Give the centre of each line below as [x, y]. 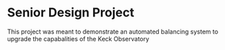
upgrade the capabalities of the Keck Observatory [78, 38]
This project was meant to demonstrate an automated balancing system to [113, 32]
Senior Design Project [71, 13]
